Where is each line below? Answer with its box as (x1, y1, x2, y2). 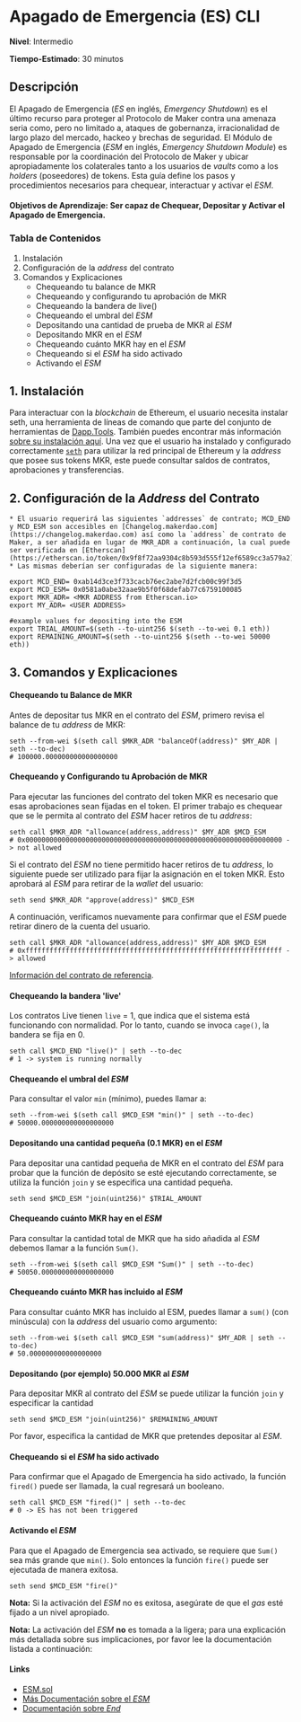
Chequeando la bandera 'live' (9, 990, 122, 1001)
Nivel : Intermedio (9, 36, 73, 47)
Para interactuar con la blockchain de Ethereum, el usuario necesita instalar (9, 407, 288, 419)
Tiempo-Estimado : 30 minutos (9, 53, 124, 64)
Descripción (9, 79, 79, 95)
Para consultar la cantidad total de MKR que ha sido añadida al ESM (9, 1232, 260, 1243)
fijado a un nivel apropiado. (9, 1606, 110, 1618)
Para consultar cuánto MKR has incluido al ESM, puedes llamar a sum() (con (9, 1307, 289, 1318)
